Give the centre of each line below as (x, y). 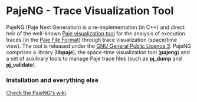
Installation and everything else (52, 80)
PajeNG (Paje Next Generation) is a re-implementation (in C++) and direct (95, 27)
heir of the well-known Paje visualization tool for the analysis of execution (96, 33)
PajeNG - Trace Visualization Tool (90, 11)
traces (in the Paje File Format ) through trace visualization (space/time (92, 40)
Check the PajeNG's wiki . (37, 93)
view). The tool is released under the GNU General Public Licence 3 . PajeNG (99, 46)
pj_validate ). (21, 65)
